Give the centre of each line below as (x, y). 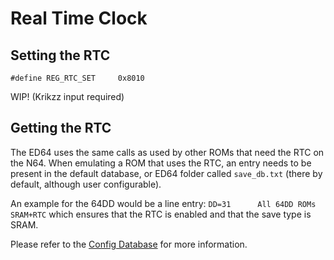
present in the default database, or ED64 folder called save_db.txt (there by (166, 173)
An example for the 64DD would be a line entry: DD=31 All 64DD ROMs (163, 203)
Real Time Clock (79, 18)
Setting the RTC (60, 55)
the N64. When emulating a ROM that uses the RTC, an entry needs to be (161, 163)
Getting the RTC (61, 128)
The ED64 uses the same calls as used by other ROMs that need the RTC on (167, 152)
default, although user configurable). (86, 184)
